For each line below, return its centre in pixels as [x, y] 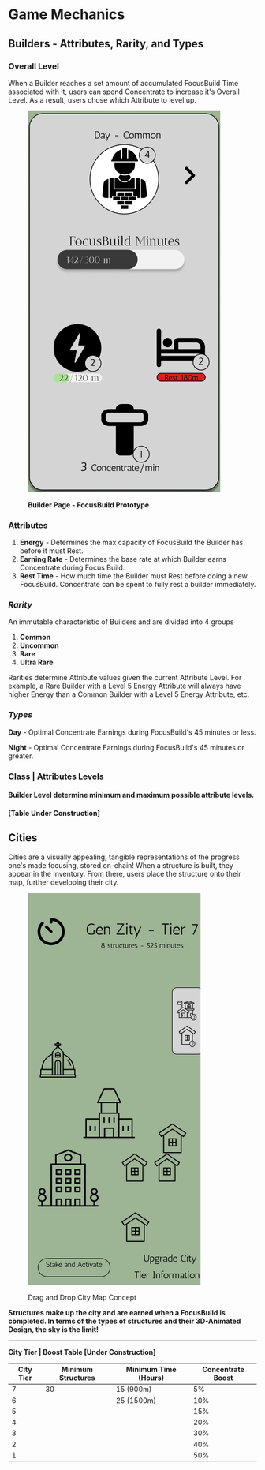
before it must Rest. [52, 551]
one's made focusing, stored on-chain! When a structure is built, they [121, 865]
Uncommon [39, 645]
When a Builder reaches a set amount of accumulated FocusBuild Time [123, 83]
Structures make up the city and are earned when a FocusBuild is [117, 1312]
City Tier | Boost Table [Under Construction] [82, 1352]
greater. [21, 756]
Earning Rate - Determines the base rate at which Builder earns [123, 559]
